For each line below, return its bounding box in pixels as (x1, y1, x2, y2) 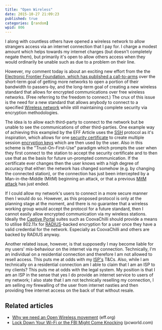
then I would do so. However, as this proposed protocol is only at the (5, 196, 142, 201)
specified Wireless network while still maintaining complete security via (5, 105, 147, 111)
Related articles (5, 301, 53, 310)
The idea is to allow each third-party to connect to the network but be (5, 119, 144, 125)
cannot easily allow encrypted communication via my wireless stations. (5, 211, 147, 217)
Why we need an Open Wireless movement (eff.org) (12, 314, 116, 320)
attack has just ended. (5, 181, 49, 187)
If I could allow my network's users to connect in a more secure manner (5, 190, 148, 197)
